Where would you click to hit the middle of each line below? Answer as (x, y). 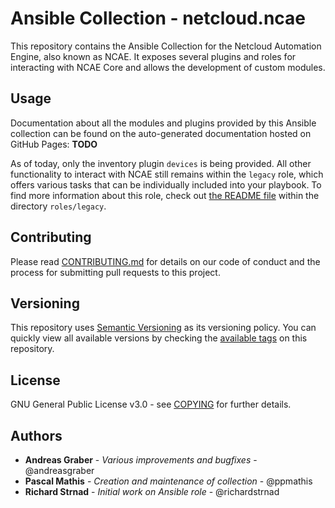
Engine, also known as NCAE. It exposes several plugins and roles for (153, 56)
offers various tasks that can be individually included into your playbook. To (166, 184)
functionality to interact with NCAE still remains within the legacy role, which (167, 174)
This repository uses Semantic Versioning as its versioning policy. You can (163, 328)
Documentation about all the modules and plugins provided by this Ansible (163, 123)
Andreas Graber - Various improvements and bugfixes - (141, 460)
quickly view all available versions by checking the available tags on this (159, 338)
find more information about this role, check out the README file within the (165, 195)
